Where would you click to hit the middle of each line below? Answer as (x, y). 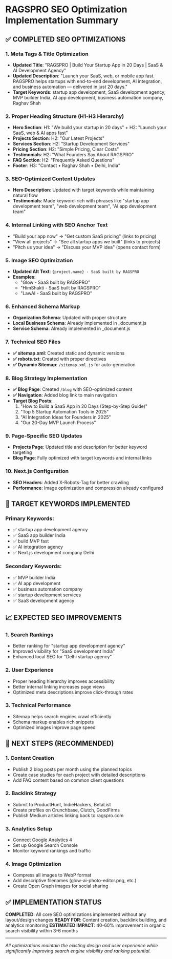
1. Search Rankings (29, 635)
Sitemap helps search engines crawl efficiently (62, 716)
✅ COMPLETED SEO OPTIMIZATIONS (66, 39)
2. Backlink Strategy (31, 794)
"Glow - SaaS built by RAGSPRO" (55, 282)
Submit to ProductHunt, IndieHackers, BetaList (62, 804)
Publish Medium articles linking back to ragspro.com (68, 815)
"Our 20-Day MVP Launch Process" (58, 422)
